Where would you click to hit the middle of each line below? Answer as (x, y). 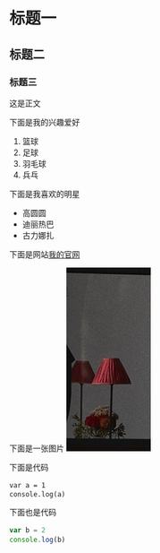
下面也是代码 (33, 512)
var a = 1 (28, 485)
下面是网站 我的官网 (45, 254)
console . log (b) (38, 540)
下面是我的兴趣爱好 (45, 122)
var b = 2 (28, 530)
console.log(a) (38, 494)
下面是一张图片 (37, 448)
